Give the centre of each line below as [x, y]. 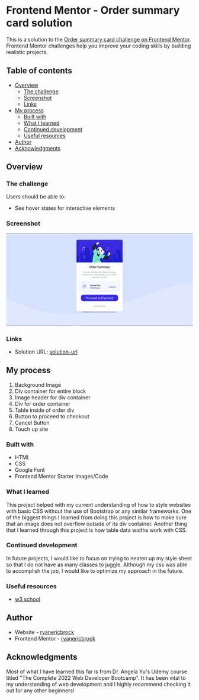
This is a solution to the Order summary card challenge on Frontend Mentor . [99, 39]
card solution [39, 23]
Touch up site [31, 429]
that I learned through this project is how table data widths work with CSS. [97, 530]
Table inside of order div [44, 410]
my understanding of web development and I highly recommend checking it [99, 684]
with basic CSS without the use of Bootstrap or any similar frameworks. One [99, 511]
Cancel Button [32, 422]
